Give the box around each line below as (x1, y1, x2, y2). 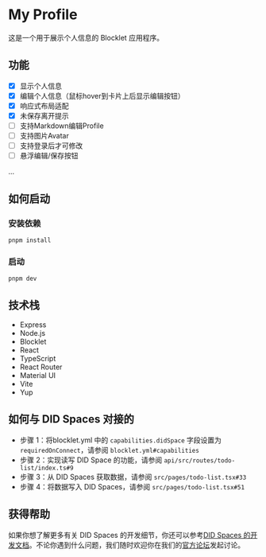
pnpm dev (8, 275, 37, 283)
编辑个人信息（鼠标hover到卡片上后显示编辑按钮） (19, 91, 185, 100)
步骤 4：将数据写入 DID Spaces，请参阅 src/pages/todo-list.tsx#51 (19, 481, 245, 491)
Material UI (19, 371, 56, 380)
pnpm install (8, 236, 52, 244)
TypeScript (19, 354, 56, 364)
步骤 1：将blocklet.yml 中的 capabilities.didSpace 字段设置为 (19, 435, 222, 445)
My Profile (8, 6, 78, 24)
